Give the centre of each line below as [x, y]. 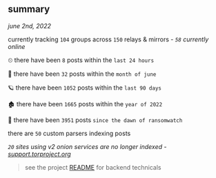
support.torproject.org [39, 154]
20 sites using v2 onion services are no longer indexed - [87, 146]
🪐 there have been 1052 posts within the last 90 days [85, 88]
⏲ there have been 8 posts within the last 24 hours [81, 60]
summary [29, 9]
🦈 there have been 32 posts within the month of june [82, 74]
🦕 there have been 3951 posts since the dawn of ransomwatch [95, 120]
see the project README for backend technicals [93, 167]
